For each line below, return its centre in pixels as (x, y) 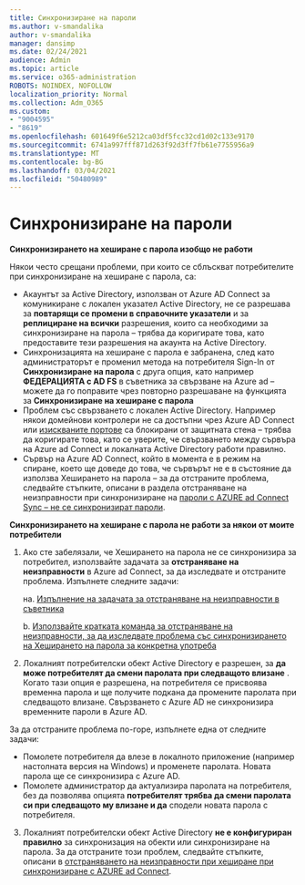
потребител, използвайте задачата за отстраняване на (131, 562)
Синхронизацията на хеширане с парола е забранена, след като (148, 353)
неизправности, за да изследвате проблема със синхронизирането (154, 636)
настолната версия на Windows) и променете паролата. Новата (147, 767)
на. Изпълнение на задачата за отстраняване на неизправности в (151, 599)
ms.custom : (30, 111)
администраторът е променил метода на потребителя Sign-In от (148, 362)
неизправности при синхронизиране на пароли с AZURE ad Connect (156, 498)
